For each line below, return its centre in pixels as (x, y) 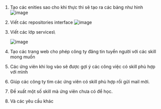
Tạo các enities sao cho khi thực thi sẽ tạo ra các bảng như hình (76, 7)
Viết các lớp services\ (33, 32)
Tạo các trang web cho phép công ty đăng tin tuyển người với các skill (83, 51)
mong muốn (22, 57)
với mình (19, 72)
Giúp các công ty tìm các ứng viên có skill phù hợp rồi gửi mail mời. (80, 82)
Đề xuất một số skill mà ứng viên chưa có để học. (61, 91)
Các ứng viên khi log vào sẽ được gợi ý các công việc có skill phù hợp (83, 67)
